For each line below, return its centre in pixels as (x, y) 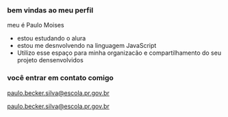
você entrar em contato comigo (61, 78)
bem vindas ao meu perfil (50, 10)
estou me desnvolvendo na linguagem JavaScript (87, 46)
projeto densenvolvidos (50, 60)
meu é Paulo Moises (36, 25)
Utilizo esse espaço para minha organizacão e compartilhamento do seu (119, 53)
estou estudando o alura (51, 38)
